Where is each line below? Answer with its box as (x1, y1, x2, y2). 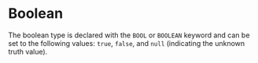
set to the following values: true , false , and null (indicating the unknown (8, 38, 245, 47)
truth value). (8, 47, 48, 56)
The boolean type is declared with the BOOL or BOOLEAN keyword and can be (8, 30, 250, 40)
